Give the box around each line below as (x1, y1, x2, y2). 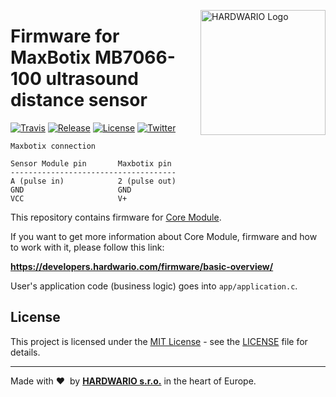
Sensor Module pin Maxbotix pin (10, 158, 172, 169)
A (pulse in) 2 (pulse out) (10, 176, 177, 186)
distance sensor (10, 89, 148, 112)
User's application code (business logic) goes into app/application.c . (10, 280, 298, 292)
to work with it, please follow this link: (10, 241, 165, 253)
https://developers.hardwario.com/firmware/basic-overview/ (10, 260, 274, 272)
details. (10, 346, 41, 358)
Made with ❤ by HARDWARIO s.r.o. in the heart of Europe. (10, 375, 257, 387)
